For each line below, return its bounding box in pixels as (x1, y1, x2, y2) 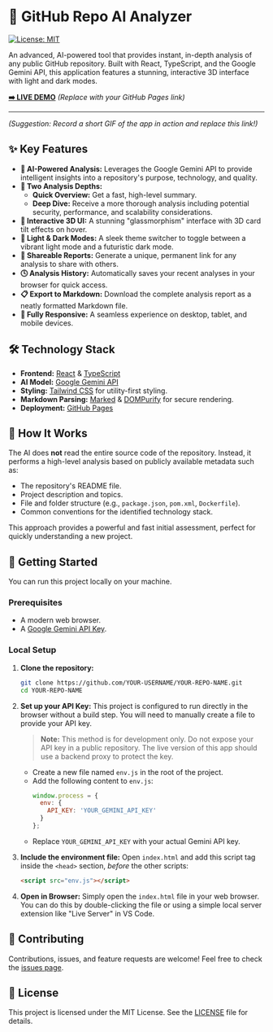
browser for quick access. (19, 280, 108, 290)
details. (8, 1017, 33, 1026)
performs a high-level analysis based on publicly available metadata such (8, 457, 254, 466)
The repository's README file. (19, 481, 122, 491)
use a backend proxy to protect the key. (40, 751, 174, 761)
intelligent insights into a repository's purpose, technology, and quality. (19, 173, 258, 182)
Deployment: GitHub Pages (19, 403, 114, 413)
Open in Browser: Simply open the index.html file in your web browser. (19, 891, 260, 901)
